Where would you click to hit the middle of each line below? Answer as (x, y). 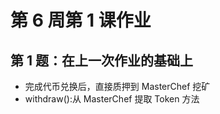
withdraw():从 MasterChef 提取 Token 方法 (112, 99)
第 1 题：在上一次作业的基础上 (101, 60)
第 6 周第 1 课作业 (81, 20)
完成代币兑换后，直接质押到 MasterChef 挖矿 (117, 86)
